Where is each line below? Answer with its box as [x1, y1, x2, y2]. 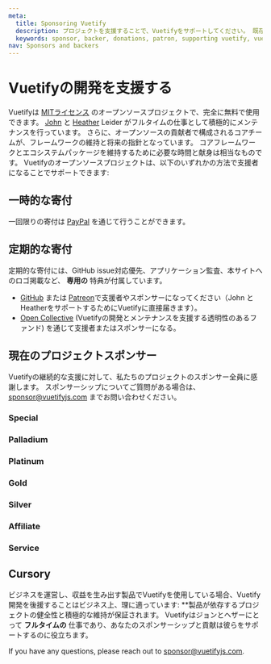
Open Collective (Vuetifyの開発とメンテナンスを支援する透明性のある [19, 312, 250, 323]
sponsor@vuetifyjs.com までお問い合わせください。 [8, 392, 181, 402]
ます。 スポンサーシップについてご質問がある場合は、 [22, 382, 200, 391]
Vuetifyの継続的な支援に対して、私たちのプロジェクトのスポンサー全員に [8, 372, 251, 382]
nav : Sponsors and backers [8, 42, 99, 50]
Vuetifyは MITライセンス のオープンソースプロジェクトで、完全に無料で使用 [8, 107, 261, 117]
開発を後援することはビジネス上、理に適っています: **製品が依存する [8, 599, 239, 609]
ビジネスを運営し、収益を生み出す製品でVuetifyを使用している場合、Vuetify [8, 590, 261, 599]
